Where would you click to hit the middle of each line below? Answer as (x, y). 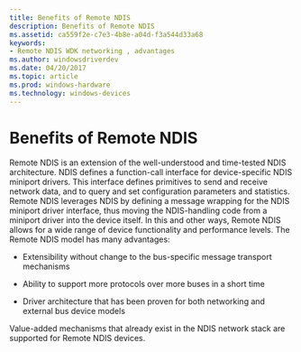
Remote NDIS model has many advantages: (90, 239)
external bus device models (74, 311)
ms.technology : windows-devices (70, 93)
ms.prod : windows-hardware (60, 85)
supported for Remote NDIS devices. (78, 338)
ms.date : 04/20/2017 (48, 69)
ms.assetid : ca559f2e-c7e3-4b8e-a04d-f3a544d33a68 (106, 34)
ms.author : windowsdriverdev (64, 60)
